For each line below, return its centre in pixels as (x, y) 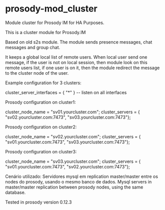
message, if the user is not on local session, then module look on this (76, 62)
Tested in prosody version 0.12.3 (38, 202)
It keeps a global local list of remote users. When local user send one (76, 57)
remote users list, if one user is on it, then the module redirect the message (82, 68)
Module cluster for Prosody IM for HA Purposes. (55, 23)
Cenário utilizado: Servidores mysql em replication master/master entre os (82, 176)
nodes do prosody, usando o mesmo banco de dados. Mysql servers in (78, 181)
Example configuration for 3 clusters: (43, 83)
